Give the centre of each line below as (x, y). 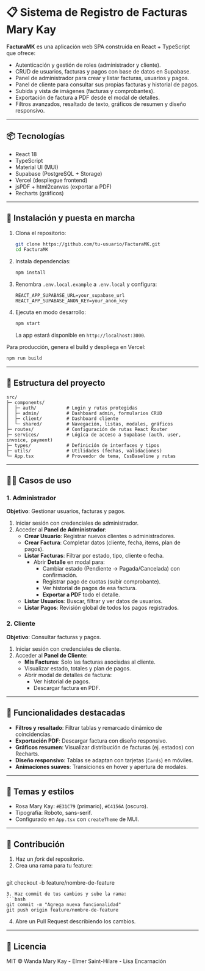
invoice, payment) (30, 440)
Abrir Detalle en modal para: (69, 562)
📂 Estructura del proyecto (56, 383)
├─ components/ (26, 402)
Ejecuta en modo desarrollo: (51, 312)
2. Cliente (21, 624)
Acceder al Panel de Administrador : (61, 530)
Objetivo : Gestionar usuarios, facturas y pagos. (66, 511)
